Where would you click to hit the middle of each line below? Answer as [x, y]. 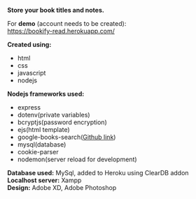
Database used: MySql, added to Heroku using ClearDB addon [98, 173]
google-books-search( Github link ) [66, 137]
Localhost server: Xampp [44, 180]
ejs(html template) [43, 130]
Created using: [29, 44]
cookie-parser [38, 152]
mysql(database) [42, 145]
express [29, 107]
